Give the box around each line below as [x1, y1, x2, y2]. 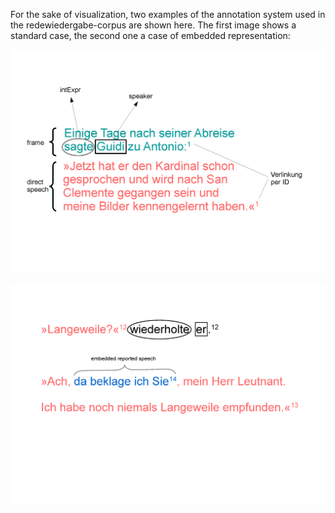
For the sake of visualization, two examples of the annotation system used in [10, 9, 326, 20]
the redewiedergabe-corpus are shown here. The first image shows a [10, 19, 297, 31]
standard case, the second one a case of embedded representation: [10, 30, 291, 41]
